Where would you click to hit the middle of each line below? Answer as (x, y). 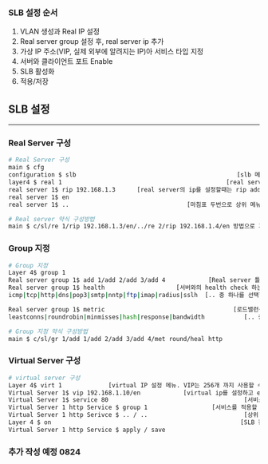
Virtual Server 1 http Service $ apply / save (87, 430)
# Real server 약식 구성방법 (52, 219)
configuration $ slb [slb (130, 175)
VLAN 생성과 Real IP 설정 (59, 32)
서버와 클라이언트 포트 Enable (66, 61)
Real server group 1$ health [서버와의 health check (128, 288)
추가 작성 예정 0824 (45, 451)
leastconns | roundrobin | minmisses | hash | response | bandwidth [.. (132, 317)
